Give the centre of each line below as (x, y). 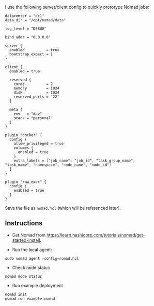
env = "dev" (28, 114)
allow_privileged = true (39, 144)
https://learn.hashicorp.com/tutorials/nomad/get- (96, 235)
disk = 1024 (37, 92)
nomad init (16, 294)
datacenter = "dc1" (25, 16)
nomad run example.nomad (30, 299)
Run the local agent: (32, 250)
